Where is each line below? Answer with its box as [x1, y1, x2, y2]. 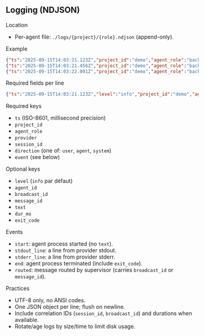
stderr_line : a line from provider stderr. [14, 253, 116, 260]
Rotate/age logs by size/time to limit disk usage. [14, 322, 136, 330]
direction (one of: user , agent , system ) [14, 147, 111, 154]
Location [6, 21, 28, 28]
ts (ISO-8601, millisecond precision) [14, 114, 106, 122]
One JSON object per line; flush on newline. [14, 303, 125, 311]
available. [14, 316, 39, 324]
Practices [6, 285, 30, 292]
